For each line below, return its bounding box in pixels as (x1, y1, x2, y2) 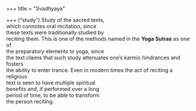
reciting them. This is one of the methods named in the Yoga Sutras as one (6, 35, 190, 42)
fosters (6, 60, 24, 67)
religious (6, 73, 28, 80)
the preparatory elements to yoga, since (6, 48, 105, 55)
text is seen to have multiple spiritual (6, 79, 96, 86)
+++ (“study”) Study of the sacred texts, (6, 17, 105, 23)
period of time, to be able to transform (6, 92, 100, 99)
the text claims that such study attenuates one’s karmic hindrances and (6, 54, 181, 61)
